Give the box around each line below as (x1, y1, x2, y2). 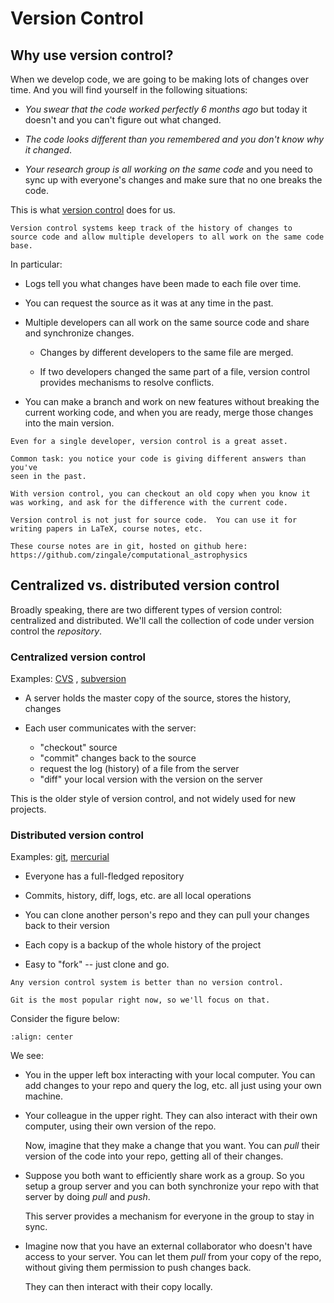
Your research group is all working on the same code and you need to (24, 163, 313, 175)
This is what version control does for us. (10, 204, 176, 216)
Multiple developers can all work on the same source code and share (24, 317, 310, 328)
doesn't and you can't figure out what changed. (24, 114, 222, 126)
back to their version (24, 920, 110, 932)
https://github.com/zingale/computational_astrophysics (10, 550, 248, 560)
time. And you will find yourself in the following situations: (10, 84, 248, 96)
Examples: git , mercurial (10, 851, 110, 863)
